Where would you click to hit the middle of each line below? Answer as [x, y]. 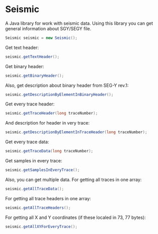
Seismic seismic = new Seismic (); [42, 38]
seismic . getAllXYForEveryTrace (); [42, 226]
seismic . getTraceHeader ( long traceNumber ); [52, 113]
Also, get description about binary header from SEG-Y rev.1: [67, 85]
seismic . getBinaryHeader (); [35, 76]
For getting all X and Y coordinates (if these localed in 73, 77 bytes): [75, 217]
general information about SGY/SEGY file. [48, 28]
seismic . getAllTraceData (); [35, 189]
